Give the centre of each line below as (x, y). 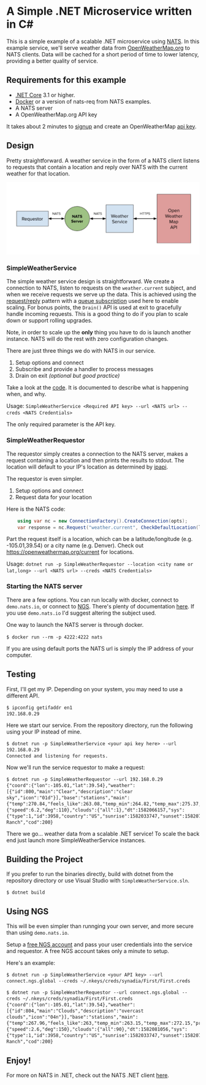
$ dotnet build (26, 893)
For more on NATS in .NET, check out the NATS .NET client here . (88, 1075)
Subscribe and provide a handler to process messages (84, 369)
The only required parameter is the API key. (61, 424)
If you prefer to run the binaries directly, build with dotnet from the (90, 874)
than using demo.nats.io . (38, 933)
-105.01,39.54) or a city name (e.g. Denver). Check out (75, 546)
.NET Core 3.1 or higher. (45, 95)
